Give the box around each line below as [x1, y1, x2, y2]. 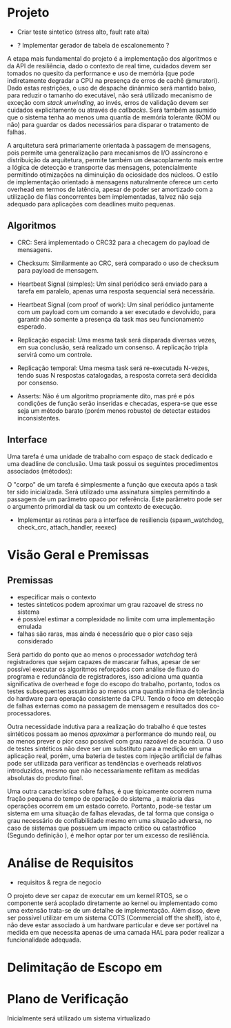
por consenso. [17, 378, 59, 387]
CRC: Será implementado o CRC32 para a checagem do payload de [17, 238, 210, 246]
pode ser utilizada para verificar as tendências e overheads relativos [7, 759, 202, 767]
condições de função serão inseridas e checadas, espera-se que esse [17, 399, 218, 407]
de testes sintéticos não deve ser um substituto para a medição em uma [7, 744, 212, 753]
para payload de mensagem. [17, 266, 99, 274]
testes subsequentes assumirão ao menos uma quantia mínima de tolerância [7, 687, 225, 695]
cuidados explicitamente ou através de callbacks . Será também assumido [7, 106, 217, 114]
